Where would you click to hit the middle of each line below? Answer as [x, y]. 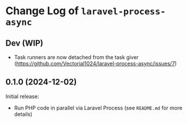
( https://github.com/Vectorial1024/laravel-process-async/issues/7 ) [95, 64]
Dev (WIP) [24, 43]
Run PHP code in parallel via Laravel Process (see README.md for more [98, 108]
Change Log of [42, 11]
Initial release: [22, 96]
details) [23, 114]
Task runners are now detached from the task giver [76, 57]
